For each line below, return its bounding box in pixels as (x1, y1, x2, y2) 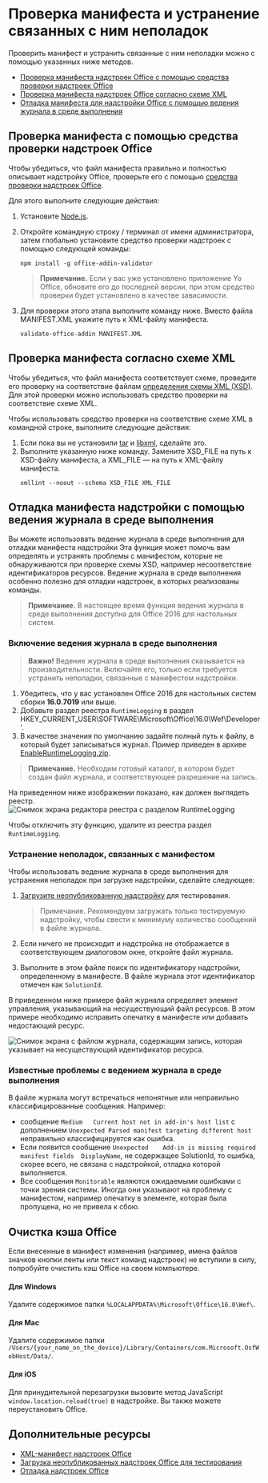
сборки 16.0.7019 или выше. (19, 697, 118, 707)
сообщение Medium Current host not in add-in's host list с (19, 1117, 236, 1127)
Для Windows (8, 1281, 58, 1291)
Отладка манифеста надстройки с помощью (8, 500, 246, 514)
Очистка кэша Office (8, 1225, 118, 1239)
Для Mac (8, 1317, 40, 1327)
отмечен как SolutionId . (19, 980, 103, 989)
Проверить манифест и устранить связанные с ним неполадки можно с (8, 48, 255, 58)
